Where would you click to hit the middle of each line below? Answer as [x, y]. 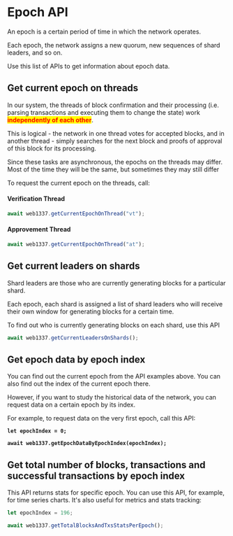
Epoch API [38, 12]
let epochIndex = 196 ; [40, 513]
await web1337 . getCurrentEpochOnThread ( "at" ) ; [76, 245]
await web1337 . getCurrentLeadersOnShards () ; [73, 338]
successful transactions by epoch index [96, 475]
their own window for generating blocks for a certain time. [91, 311]
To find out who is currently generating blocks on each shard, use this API [113, 325]
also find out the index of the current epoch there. [79, 384]
